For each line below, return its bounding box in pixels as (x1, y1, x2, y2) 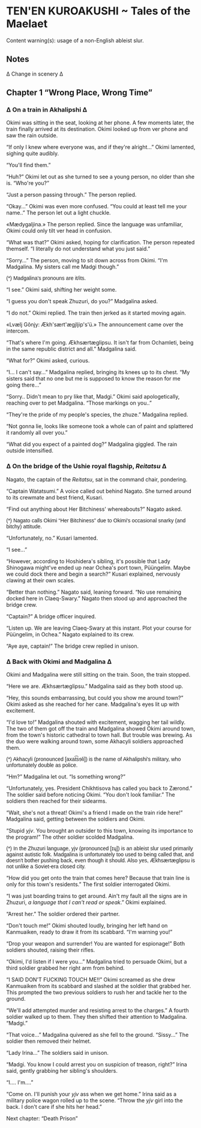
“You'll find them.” (6, 161, 51, 169)
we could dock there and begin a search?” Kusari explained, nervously (6, 570, 181, 578)
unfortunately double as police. (6, 762, 78, 769)
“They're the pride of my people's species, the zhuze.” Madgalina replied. (6, 411, 188, 418)
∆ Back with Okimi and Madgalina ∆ (6, 657, 112, 666)
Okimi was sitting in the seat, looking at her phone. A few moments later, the (6, 119, 194, 127)
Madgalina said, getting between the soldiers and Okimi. (6, 815, 145, 823)
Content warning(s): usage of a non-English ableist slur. (6, 37, 144, 44)
